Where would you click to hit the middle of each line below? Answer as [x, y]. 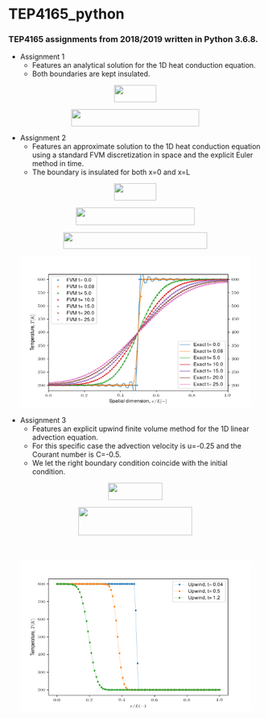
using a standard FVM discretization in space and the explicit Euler [142, 155]
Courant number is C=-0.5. [77, 455]
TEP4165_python [66, 14]
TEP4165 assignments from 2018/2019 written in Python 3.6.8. [134, 40]
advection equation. [65, 437]
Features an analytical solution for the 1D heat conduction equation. [144, 65]
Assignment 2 [43, 138]
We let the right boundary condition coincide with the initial [130, 463]
